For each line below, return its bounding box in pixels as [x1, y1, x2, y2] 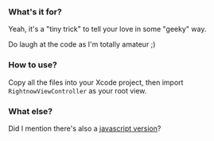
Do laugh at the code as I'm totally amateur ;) [8, 40, 156, 49]
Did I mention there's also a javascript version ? [8, 124, 161, 133]
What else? [8, 105, 53, 116]
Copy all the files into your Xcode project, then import [8, 78, 184, 87]
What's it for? [8, 6, 62, 17]
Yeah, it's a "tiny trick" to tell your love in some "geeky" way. [8, 25, 207, 34]
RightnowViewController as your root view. [8, 86, 147, 95]
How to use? [8, 59, 57, 70]
